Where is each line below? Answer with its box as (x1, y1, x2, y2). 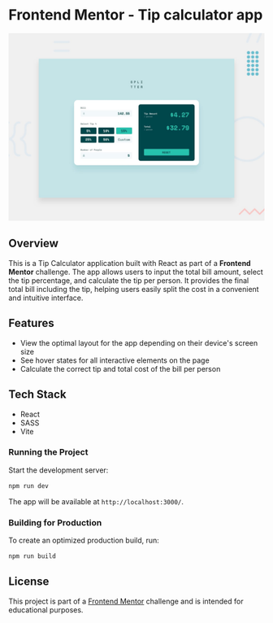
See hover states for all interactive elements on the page (19, 355, 210, 365)
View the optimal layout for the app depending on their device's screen (19, 338, 258, 347)
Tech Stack (8, 388, 67, 402)
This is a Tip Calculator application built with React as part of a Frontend (8, 258, 251, 268)
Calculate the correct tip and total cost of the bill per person (19, 364, 221, 373)
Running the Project (8, 447, 89, 458)
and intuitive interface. (8, 293, 84, 303)
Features (8, 316, 54, 330)
